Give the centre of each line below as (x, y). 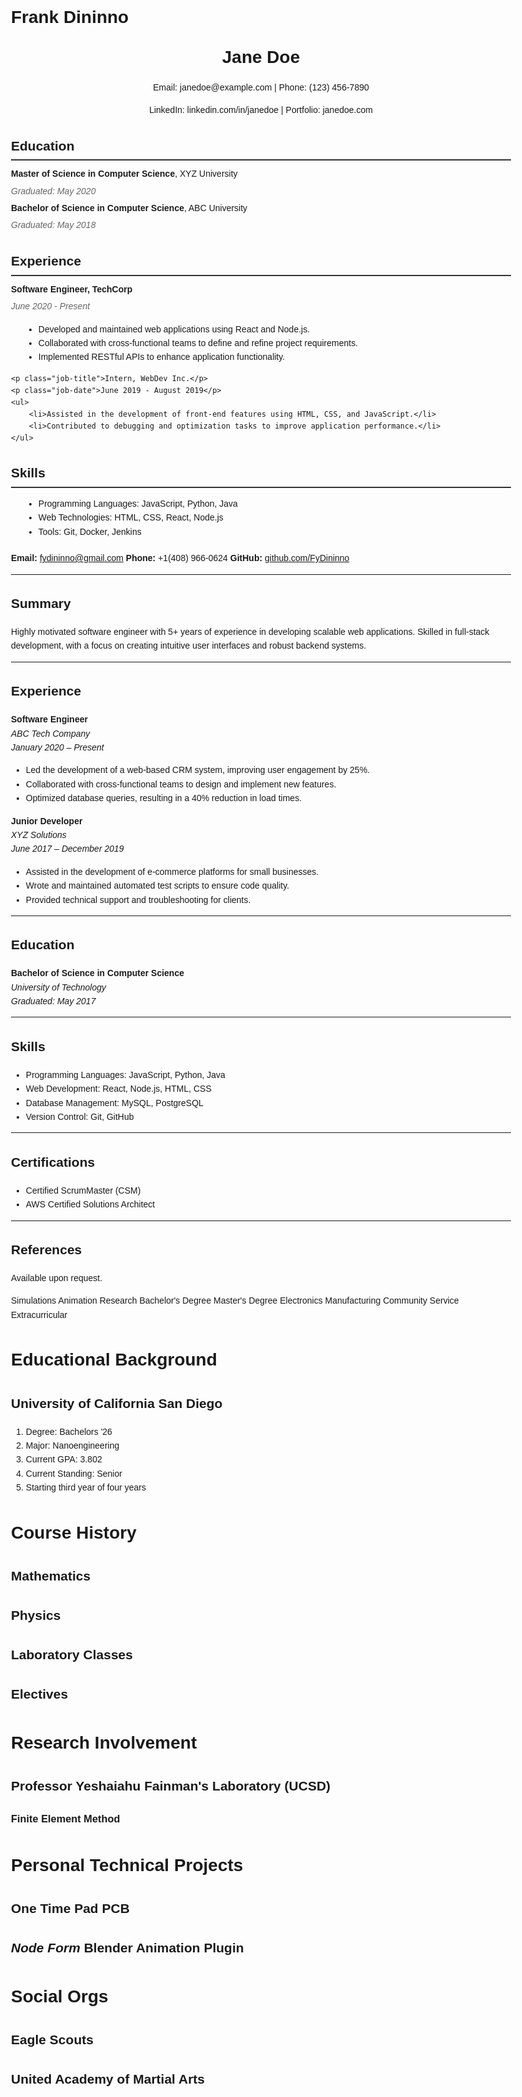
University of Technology (59, 987)
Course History (74, 1532)
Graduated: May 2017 (53, 1001)
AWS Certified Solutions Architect (90, 1204)
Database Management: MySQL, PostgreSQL (114, 1102)
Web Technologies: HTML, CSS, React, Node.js (130, 517)
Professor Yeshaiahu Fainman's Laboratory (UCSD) (171, 1785)
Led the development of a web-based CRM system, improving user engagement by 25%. (197, 770)
